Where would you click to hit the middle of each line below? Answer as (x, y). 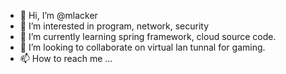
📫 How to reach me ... (66, 58)
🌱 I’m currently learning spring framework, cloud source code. (148, 36)
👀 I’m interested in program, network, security (114, 26)
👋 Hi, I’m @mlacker (58, 15)
